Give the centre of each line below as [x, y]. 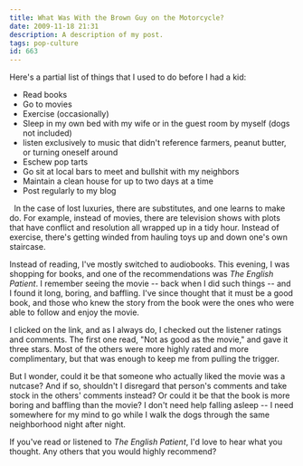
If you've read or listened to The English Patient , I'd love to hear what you [146, 442]
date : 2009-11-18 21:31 [54, 26]
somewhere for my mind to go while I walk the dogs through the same [139, 415]
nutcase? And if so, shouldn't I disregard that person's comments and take [148, 386]
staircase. [28, 247]
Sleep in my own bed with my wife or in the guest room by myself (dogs [156, 124]
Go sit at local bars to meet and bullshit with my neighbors [131, 172]
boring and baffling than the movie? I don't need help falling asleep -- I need [151, 405]
